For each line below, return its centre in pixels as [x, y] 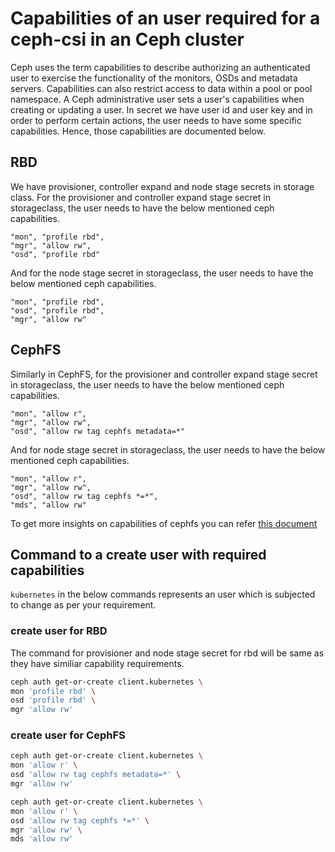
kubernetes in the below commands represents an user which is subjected [163, 594]
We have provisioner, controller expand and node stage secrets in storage [162, 186]
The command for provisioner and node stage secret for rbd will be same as [167, 653]
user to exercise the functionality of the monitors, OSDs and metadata [154, 78]
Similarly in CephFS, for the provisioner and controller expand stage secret [164, 374]
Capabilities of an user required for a [165, 18]
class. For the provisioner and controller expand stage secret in [140, 197]
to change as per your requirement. [83, 605]
